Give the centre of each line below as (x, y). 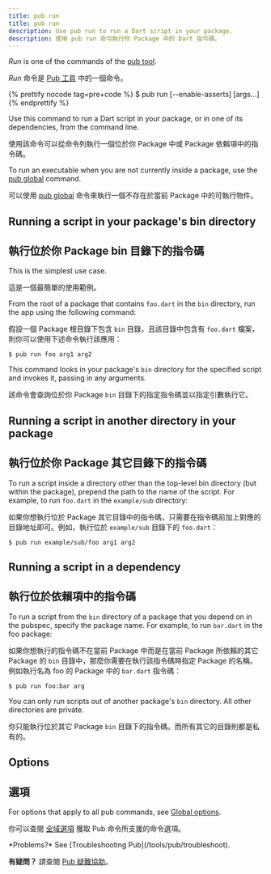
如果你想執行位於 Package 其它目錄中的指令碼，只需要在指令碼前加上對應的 (135, 517)
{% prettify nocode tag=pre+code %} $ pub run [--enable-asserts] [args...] (134, 95)
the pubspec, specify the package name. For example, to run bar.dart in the (135, 625)
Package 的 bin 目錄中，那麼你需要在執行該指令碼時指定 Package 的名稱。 (133, 660)
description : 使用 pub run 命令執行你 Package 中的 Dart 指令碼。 (114, 38)
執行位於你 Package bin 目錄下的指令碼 (106, 251)
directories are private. (46, 710)
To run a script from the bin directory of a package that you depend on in (130, 617)
